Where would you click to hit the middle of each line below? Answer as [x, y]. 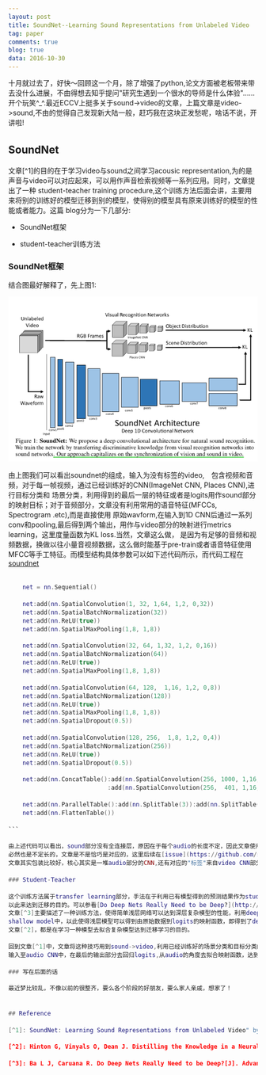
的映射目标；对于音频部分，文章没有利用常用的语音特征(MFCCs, [113, 505]
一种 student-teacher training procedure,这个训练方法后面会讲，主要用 [137, 190]
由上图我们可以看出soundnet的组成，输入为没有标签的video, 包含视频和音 [131, 475]
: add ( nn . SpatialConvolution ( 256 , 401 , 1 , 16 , [184, 788]
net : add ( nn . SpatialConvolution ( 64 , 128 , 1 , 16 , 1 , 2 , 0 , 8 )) [122, 688]
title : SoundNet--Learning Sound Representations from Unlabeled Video [129, 25]
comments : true [33, 42]
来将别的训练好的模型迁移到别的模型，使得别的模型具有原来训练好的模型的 [129, 200]
